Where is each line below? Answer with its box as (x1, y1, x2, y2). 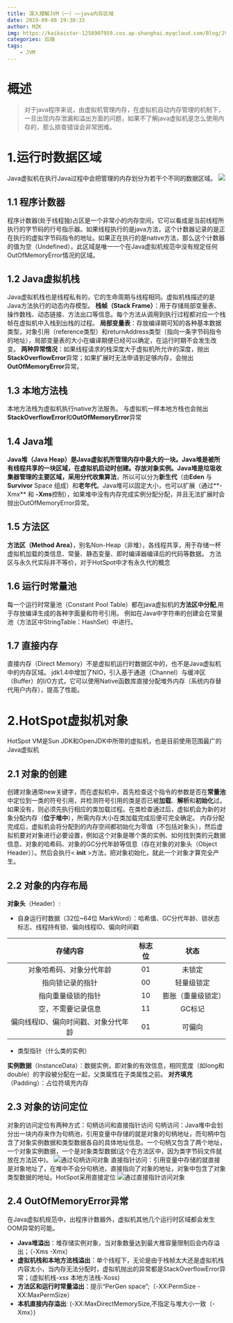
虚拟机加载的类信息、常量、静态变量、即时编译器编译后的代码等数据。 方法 (7, 549, 222, 558)
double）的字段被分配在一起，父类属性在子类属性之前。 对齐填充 (7, 1070, 193, 1078)
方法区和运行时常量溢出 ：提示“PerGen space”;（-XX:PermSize (17, 1282, 196, 1290)
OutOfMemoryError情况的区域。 (7, 251, 99, 259)
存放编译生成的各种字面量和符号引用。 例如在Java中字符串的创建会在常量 (12, 609, 223, 617)
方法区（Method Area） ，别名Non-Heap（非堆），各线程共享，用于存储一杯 (7, 540, 222, 549)
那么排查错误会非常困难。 (42, 122, 116, 131)
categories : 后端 (7, 36, 55, 43)
